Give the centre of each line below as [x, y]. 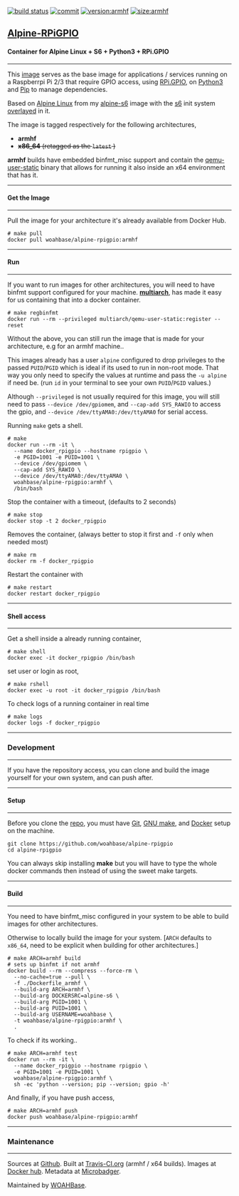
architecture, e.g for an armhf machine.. [66, 346]
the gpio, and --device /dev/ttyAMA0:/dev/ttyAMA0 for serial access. [108, 412]
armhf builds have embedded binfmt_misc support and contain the [106, 160]
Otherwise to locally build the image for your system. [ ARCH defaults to [110, 937]
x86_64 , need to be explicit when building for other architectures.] [103, 945]
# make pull [25, 233]
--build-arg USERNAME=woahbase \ [63, 1014]
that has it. [23, 175]
